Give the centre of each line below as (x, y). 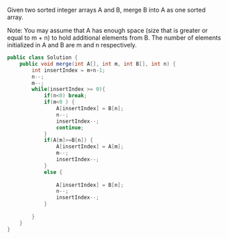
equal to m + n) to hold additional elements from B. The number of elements (114, 38)
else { (53, 172)
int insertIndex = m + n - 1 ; (69, 70)
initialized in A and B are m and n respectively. (72, 45)
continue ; (70, 127)
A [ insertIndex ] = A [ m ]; (90, 147)
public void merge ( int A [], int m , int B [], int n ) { (98, 64)
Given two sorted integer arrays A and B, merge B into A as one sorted (106, 10)
